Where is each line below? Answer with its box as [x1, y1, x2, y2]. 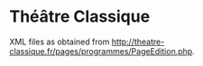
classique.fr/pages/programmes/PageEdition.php [9, 45, 193, 56]
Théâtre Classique [9, 6, 151, 27]
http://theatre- [111, 36, 165, 47]
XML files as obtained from [9, 36, 110, 47]
